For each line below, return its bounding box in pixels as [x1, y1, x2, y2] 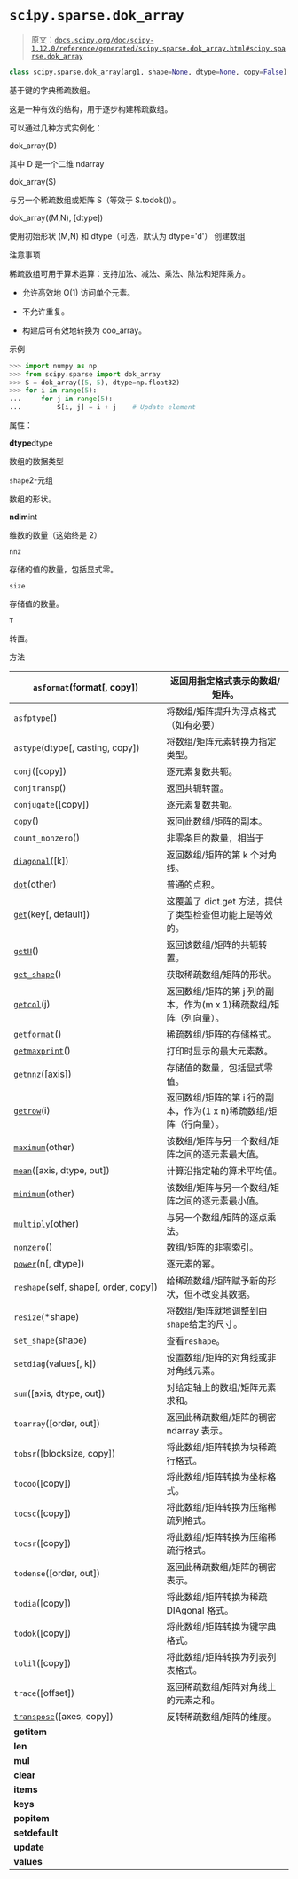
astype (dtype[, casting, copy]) [13, 742, 140, 754]
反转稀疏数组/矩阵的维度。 [166, 1711, 277, 1724]
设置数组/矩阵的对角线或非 [166, 1352, 277, 1364]
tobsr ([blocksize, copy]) [13, 1448, 116, 1460]
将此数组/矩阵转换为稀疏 [166, 1591, 268, 1604]
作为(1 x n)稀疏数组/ [184, 1105, 269, 1117]
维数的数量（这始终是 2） [9, 530, 102, 541]
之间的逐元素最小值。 [175, 1195, 264, 1207]
